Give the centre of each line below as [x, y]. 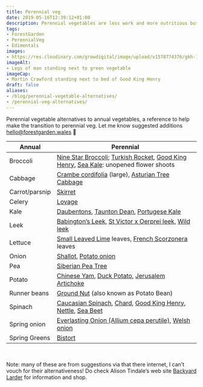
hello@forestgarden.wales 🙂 [41, 132]
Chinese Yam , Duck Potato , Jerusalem [111, 276]
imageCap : [19, 74]
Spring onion [27, 324]
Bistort [66, 337]
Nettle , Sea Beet [79, 310]
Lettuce [20, 242]
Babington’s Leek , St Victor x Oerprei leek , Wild [123, 221]
